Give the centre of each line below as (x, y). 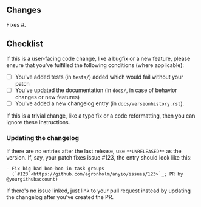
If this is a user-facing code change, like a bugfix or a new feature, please (98, 58)
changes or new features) (47, 97)
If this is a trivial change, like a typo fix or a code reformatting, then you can (101, 116)
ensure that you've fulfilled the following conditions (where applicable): (95, 65)
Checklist (25, 44)
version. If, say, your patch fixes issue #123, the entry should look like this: (99, 158)
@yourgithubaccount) (32, 180)
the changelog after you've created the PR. (60, 197)
